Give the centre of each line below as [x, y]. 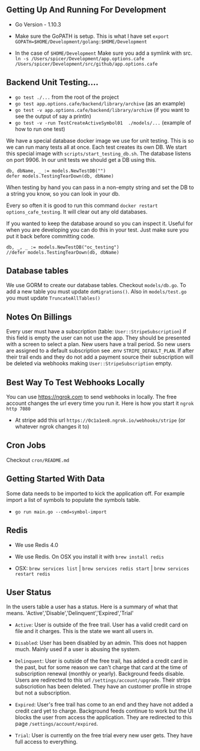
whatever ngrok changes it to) [52, 427]
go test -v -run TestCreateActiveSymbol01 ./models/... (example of [103, 122]
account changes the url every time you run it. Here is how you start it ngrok [100, 403]
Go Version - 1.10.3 [38, 24]
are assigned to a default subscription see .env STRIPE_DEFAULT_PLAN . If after [100, 351]
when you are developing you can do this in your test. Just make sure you [98, 230]
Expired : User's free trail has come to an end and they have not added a [104, 705]
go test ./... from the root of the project [67, 97]
